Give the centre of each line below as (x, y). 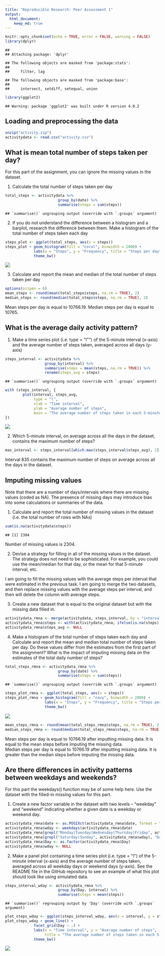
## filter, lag (25, 72)
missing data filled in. (34, 609)
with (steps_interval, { (30, 390)
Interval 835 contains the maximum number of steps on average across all (80, 460)
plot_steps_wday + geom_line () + (39, 921)
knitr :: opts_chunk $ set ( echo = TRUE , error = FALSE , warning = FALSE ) (78, 37)
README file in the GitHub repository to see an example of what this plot (86, 871)
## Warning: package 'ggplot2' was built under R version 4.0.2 (72, 106)
